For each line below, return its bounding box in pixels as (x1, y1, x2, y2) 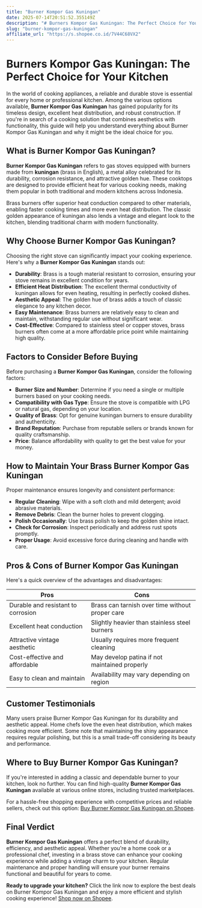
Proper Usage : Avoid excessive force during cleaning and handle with (14, 536, 188, 544)
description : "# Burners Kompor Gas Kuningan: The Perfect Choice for (6, 20, 187, 26)
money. (14, 443, 34, 451)
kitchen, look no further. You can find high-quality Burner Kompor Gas (6, 779, 182, 787)
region (91, 678, 109, 687)
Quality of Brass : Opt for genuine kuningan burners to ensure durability (14, 411, 192, 419)
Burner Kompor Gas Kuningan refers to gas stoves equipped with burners (6, 162, 191, 169)
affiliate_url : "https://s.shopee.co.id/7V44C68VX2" (6, 31, 141, 37)
